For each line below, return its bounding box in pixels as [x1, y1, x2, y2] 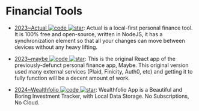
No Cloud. [14, 98, 40, 106]
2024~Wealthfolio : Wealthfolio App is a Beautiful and [14, 86, 183, 93]
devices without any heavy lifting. [14, 43, 97, 51]
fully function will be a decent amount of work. [14, 74, 130, 81]
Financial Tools [5, 4, 82, 18]
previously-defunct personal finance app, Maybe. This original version [14, 62, 189, 69]
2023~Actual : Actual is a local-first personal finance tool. [14, 24, 193, 31]
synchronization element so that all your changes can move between [14, 37, 185, 44]
